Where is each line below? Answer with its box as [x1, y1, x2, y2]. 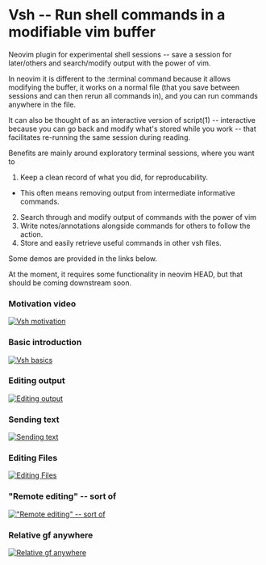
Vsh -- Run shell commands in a [8, 6, 226, 24]
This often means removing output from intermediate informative [19, 188, 235, 197]
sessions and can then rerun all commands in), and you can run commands [8, 91, 258, 100]
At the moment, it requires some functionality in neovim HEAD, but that [8, 269, 243, 279]
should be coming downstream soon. [8, 277, 132, 288]
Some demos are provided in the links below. [8, 253, 158, 264]
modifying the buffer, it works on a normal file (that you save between [8, 82, 240, 92]
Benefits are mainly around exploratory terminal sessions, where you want [8, 148, 255, 158]
